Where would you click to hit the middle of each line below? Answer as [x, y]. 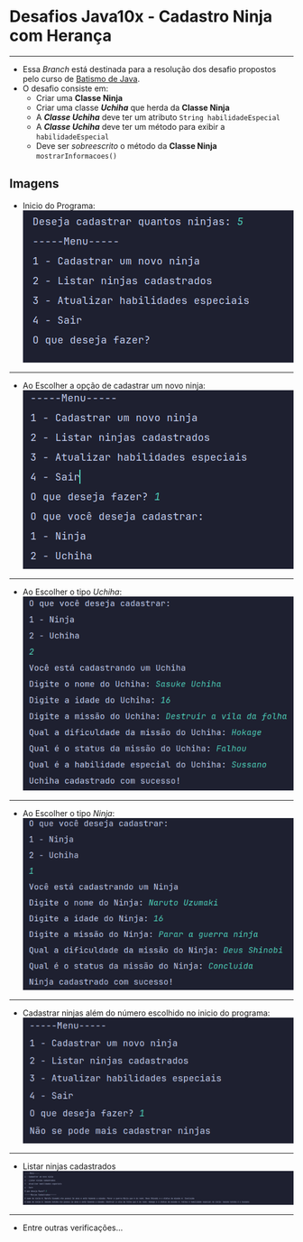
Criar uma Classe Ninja [79, 97]
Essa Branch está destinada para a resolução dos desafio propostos [149, 69]
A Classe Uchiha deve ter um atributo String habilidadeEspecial [158, 117]
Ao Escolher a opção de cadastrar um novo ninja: [114, 385]
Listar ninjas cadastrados [69, 1166]
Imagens [34, 184]
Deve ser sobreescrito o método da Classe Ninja [127, 145]
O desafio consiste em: [65, 88]
